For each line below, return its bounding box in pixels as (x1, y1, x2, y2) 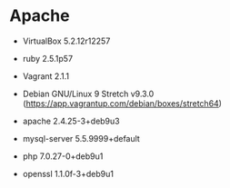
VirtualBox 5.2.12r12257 (22, 35, 111, 46)
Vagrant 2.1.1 (22, 70, 70, 82)
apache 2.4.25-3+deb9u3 (22, 115, 120, 126)
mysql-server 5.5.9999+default (22, 133, 141, 143)
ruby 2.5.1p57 (22, 53, 74, 64)
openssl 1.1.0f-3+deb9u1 (22, 168, 114, 179)
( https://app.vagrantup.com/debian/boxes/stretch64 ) (22, 97, 223, 109)
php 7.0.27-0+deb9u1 (22, 151, 104, 162)
